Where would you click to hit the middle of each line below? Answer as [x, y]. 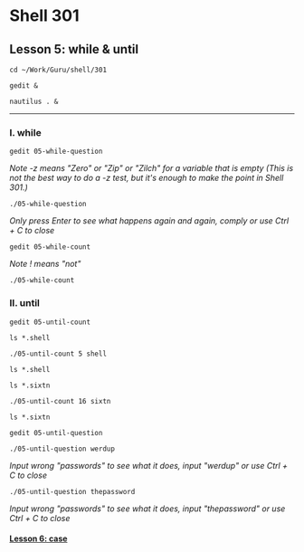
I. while [26, 132]
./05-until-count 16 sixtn [60, 401]
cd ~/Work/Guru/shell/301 [58, 70]
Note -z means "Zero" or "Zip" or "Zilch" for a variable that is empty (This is [152, 168]
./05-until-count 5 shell [58, 354]
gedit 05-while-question [56, 152]
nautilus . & [34, 101]
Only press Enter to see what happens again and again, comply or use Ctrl [149, 221]
